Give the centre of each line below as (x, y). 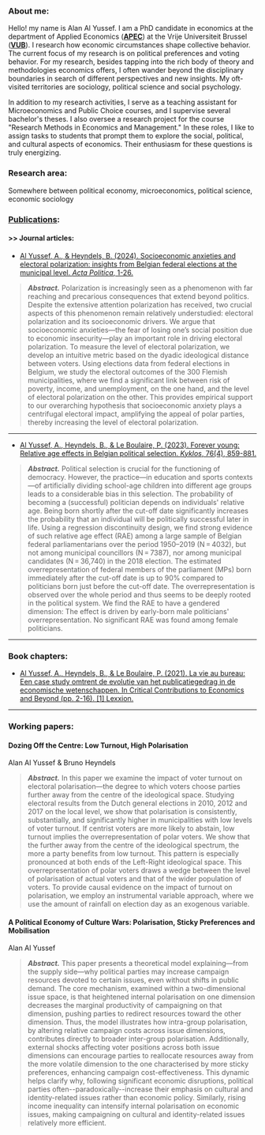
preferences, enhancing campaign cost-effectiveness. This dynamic (138, 1073)
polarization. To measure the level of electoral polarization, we (129, 346)
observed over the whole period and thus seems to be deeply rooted (139, 594)
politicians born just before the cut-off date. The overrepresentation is (141, 586)
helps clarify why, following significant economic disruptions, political (140, 1081)
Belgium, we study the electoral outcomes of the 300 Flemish (127, 371)
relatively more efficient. (67, 1123)
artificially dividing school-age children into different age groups (147, 485)
